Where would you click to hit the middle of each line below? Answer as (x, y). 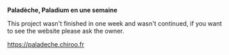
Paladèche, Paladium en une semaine (62, 10)
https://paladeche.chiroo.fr (46, 44)
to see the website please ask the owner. (66, 31)
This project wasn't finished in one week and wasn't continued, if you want (115, 23)
